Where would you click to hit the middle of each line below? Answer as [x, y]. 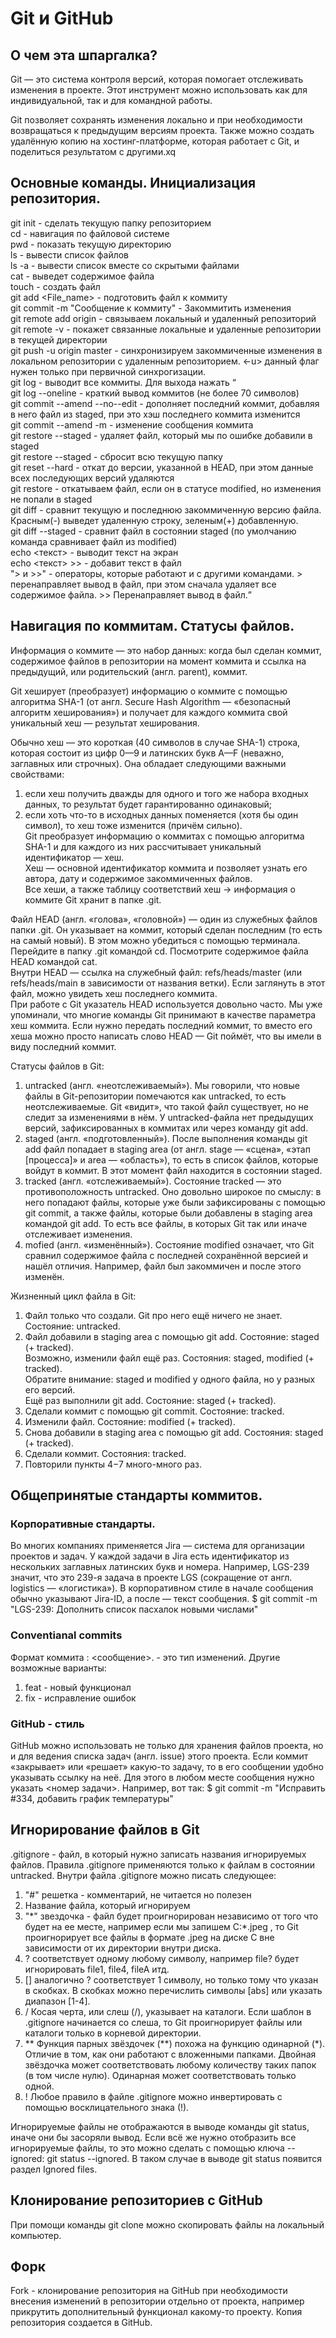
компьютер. [36, 2235]
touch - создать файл [55, 286]
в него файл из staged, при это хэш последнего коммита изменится [155, 414]
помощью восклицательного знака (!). [107, 2107]
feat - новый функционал [78, 1687]
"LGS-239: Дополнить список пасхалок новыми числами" [134, 1609]
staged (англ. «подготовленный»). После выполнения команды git [166, 1138]
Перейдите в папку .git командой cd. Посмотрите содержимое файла [159, 951]
